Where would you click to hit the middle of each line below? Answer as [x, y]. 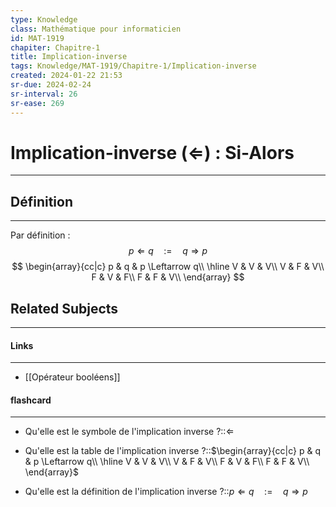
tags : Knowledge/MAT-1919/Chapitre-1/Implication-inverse [133, 66]
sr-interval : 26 [44, 94]
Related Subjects [64, 308]
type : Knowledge [44, 19]
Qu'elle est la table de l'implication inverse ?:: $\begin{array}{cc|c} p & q [173, 451]
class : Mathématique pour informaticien [96, 29]
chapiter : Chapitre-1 [55, 47]
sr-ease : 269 [37, 103]
